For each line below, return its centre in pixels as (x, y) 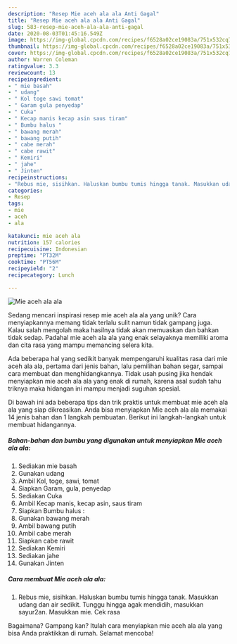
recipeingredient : (35, 79)
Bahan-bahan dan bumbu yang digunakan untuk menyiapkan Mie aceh (115, 441)
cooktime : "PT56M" (35, 262)
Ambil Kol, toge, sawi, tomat (58, 481)
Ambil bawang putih (47, 526)
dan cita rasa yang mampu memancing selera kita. (81, 345)
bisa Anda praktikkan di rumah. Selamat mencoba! (81, 633)
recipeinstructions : (38, 177)
